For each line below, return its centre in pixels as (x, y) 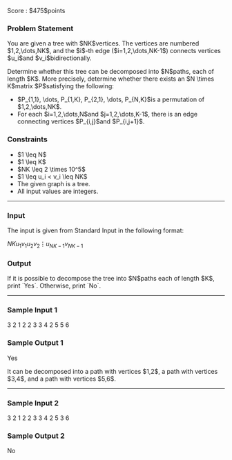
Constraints (28, 139)
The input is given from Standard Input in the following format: (96, 230)
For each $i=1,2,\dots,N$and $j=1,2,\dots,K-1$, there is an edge (107, 114)
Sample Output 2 (36, 436)
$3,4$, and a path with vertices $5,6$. (61, 379)
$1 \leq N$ (32, 154)
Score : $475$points (36, 11)
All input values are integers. (58, 191)
